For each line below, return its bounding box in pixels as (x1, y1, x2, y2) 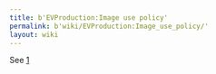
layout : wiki (9, 30, 59, 39)
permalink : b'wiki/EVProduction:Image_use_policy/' (9, 22, 209, 31)
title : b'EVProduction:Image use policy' (9, 13, 169, 23)
